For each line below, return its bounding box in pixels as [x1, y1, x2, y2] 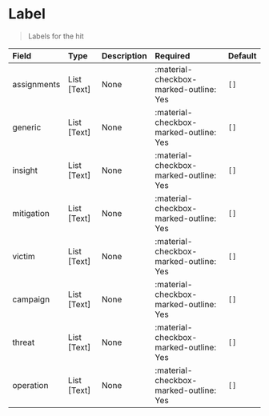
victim [12, 250, 36, 262]
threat [12, 337, 35, 348]
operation [12, 379, 49, 390]
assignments [12, 78, 61, 90]
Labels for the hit [27, 31, 84, 41]
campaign [12, 294, 50, 305]
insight [12, 165, 38, 176]
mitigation [12, 207, 50, 218]
